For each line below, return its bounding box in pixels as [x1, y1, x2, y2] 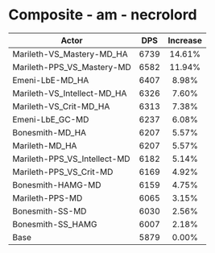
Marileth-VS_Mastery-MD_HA [12, 48, 128, 60]
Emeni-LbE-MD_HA [12, 74, 89, 85]
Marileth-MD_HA [12, 139, 77, 151]
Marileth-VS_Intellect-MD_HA [12, 87, 127, 98]
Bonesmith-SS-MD [12, 205, 87, 217]
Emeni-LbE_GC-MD [12, 114, 89, 125]
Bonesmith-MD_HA [12, 126, 87, 138]
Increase [167, 35, 203, 46]
